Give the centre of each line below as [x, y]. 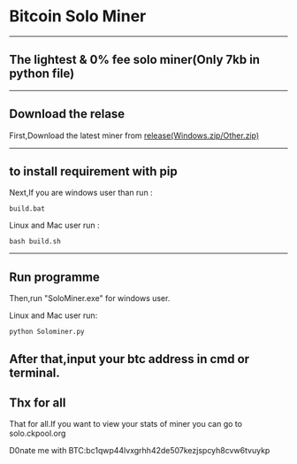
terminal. [34, 372]
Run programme [54, 277]
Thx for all [38, 402]
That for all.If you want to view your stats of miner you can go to [126, 424]
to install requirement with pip [94, 171]
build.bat [27, 209]
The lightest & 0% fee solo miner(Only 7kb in [135, 60]
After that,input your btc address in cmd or [129, 359]
